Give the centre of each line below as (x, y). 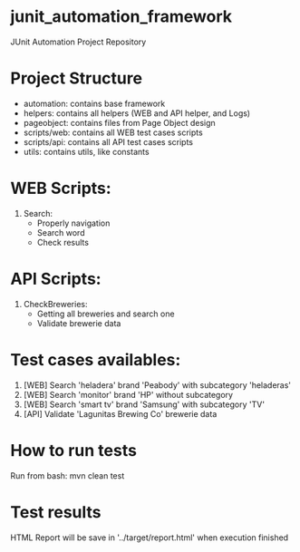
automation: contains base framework (94, 103)
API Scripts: (56, 279)
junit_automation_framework (121, 17)
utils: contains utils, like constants (86, 151)
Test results (56, 512)
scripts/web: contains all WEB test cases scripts (113, 132)
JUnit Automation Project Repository (78, 42)
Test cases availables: (96, 359)
